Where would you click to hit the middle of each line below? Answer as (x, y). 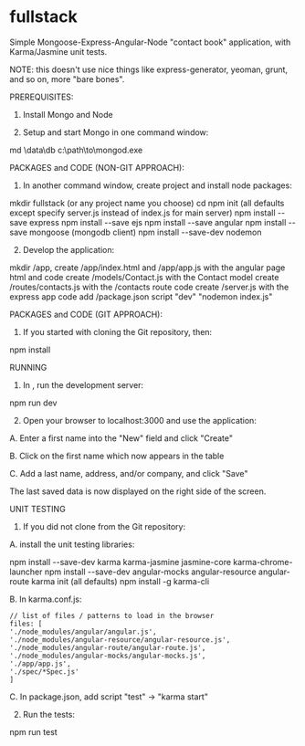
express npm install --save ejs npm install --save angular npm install (158, 222)
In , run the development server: (83, 384)
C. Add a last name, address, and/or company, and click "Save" (129, 473)
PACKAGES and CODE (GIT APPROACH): (86, 314)
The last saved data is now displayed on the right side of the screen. (138, 491)
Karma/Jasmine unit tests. (58, 51)
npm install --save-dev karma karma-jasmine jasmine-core (120, 562)
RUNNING (28, 367)
